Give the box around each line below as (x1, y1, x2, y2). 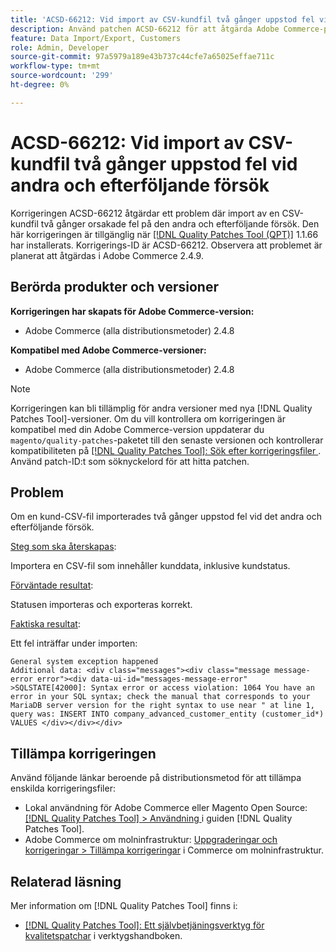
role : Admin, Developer (10, 42, 110, 53)
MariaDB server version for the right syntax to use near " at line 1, (10, 701, 315, 711)
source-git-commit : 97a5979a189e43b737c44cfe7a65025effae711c (10, 52, 275, 62)
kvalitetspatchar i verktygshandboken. (24, 929, 183, 941)
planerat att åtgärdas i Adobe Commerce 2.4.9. (10, 249, 204, 261)
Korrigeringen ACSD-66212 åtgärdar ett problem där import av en (10, 207, 280, 219)
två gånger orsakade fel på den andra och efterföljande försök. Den (40, 217, 320, 230)
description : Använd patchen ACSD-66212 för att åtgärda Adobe (10, 24, 280, 34)
